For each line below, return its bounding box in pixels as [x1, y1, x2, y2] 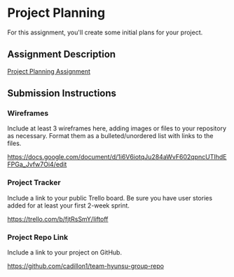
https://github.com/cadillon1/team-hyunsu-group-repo [7, 262, 165, 271]
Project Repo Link [7, 232, 69, 242]
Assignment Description [7, 48, 116, 60]
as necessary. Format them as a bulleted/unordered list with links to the [7, 132, 214, 140]
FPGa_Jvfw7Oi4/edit [7, 160, 67, 169]
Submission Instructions [7, 88, 117, 100]
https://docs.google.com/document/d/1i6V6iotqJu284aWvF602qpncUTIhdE [7, 153, 227, 161]
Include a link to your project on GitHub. [7, 248, 123, 257]
